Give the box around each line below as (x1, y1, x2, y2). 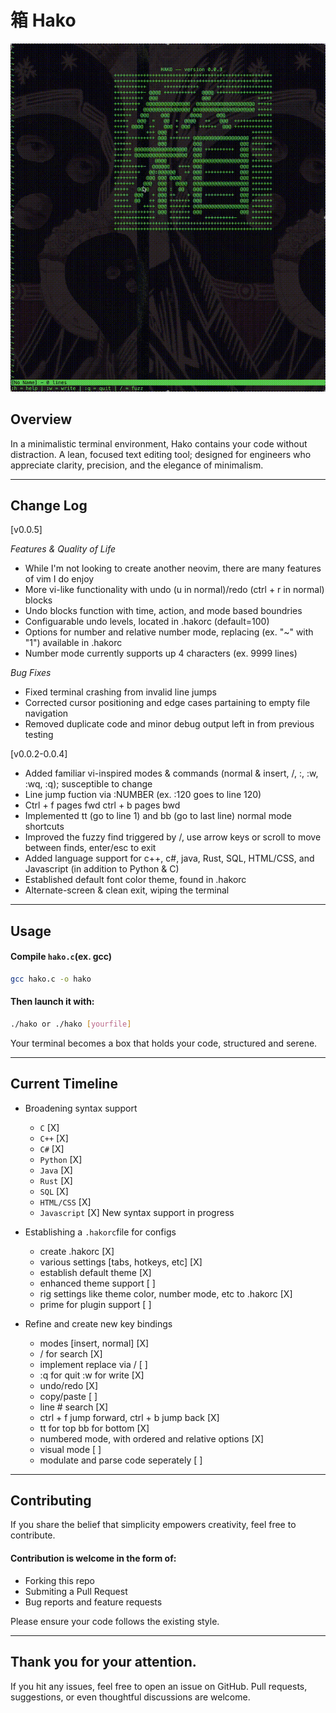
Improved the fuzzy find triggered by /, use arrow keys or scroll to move (24, 831, 322, 843)
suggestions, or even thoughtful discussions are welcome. (10, 1691, 251, 1703)
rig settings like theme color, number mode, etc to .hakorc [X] (39, 1287, 293, 1300)
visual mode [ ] (39, 1443, 102, 1455)
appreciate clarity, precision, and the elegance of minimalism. (10, 459, 264, 471)
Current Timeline (10, 1076, 118, 1093)
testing (24, 729, 54, 741)
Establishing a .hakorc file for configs (24, 1226, 177, 1238)
